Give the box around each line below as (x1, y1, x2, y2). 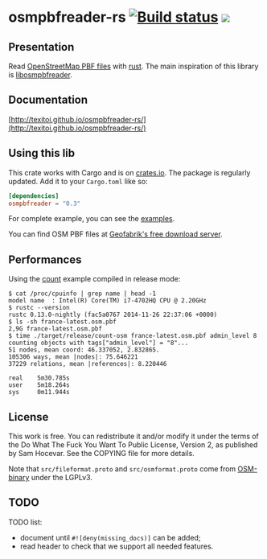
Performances (8, 253, 82, 266)
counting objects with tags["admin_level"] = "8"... (8, 339, 189, 347)
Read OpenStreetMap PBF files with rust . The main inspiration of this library (8, 61, 259, 71)
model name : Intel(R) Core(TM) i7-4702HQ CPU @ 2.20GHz (8, 297, 207, 305)
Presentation (8, 40, 75, 54)
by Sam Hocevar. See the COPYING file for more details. (8, 449, 195, 458)
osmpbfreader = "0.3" (8, 199, 81, 208)
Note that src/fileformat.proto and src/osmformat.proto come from (8, 464, 236, 474)
